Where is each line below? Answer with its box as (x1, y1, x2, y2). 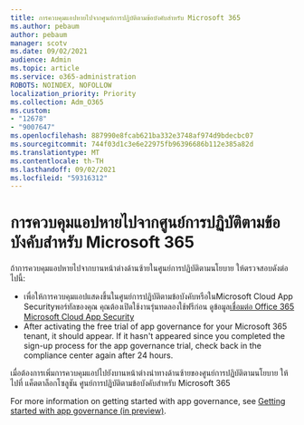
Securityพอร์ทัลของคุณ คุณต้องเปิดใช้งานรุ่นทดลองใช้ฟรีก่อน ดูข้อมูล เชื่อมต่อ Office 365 (23, 301, 295, 313)
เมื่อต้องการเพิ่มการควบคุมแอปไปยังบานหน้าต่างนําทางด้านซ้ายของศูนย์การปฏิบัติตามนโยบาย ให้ (10, 368, 289, 379)
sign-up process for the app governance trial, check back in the (23, 341, 261, 352)
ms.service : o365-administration (10, 72, 137, 82)
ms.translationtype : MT (10, 148, 100, 157)
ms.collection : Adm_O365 (10, 97, 104, 107)
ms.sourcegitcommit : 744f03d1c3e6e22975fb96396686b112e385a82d (10, 140, 254, 149)
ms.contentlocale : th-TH (10, 156, 104, 166)
